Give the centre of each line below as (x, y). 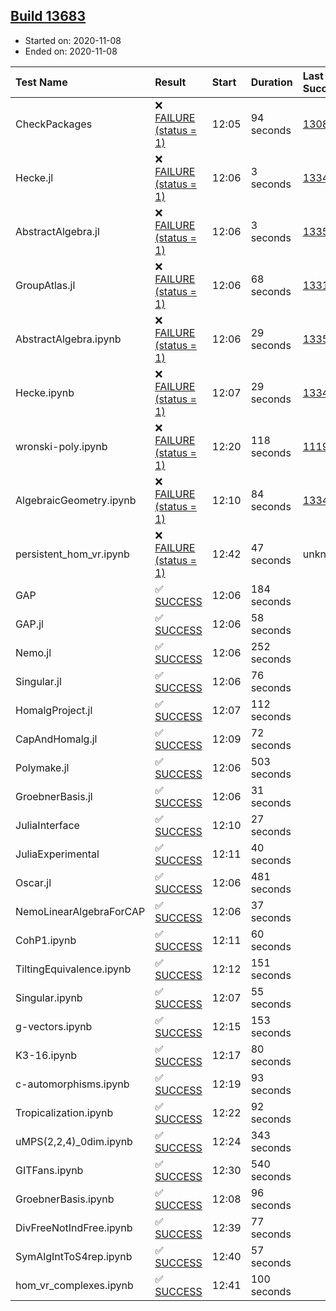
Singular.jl (38, 681)
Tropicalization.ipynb (64, 1112)
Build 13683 (48, 16)
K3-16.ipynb (46, 1055)
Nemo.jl (33, 652)
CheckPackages (54, 124)
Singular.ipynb (49, 997)
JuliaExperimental (57, 854)
